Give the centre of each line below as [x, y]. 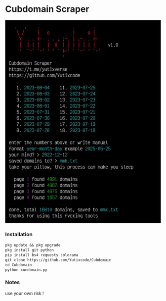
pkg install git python [30, 250]
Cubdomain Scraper [47, 9]
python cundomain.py [26, 270]
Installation [19, 234]
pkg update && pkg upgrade [33, 245]
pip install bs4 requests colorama [42, 255]
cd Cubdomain [19, 265]
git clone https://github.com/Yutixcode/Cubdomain [58, 260]
